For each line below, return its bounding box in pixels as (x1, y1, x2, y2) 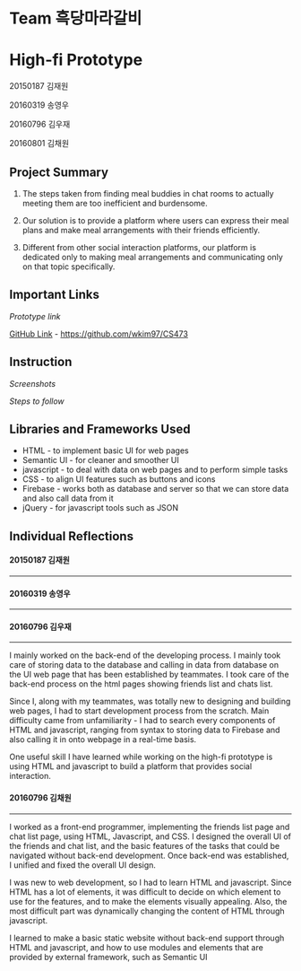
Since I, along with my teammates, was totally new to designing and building (9, 696, 291, 707)
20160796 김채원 (9, 792, 72, 803)
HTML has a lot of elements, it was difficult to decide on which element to (9, 886, 281, 897)
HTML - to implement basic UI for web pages (21, 445, 190, 456)
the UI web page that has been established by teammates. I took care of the (9, 669, 289, 680)
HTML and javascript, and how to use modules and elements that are (9, 941, 264, 952)
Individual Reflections (9, 529, 134, 544)
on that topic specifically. (21, 261, 116, 272)
